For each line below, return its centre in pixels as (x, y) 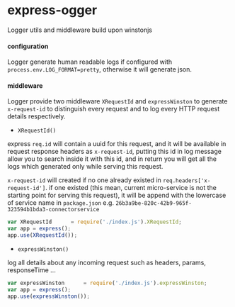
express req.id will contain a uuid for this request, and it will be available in (117, 144)
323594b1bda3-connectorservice (53, 210)
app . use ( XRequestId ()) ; (42, 235)
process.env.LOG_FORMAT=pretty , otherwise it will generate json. (100, 69)
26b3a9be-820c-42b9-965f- (154, 203)
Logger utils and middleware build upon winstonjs (80, 30)
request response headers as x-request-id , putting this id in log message (114, 152)
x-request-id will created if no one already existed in (84, 180)
